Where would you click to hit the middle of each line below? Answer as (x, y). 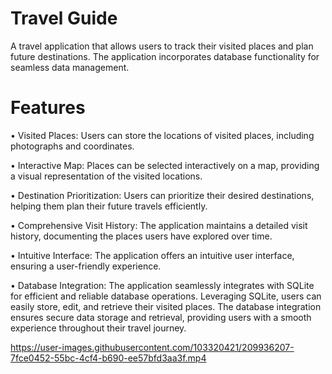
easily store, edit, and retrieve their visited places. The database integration (166, 306)
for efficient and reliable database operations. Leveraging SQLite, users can (166, 296)
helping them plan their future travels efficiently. (109, 206)
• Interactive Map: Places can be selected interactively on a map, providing (165, 165)
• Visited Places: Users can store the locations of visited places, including (162, 135)
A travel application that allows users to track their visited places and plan (162, 46)
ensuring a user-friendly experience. (86, 266)
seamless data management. (70, 67)
